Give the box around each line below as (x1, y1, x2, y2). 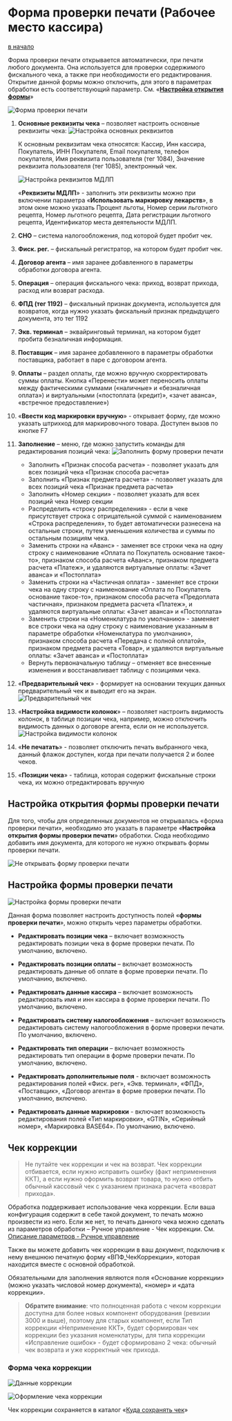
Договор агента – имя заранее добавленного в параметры (17, 258, 193, 267)
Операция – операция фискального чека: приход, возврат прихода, (17, 278, 219, 287)
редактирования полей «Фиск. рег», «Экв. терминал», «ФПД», (17, 1079, 204, 1087)
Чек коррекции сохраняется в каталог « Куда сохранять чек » (8, 1405, 188, 1413)
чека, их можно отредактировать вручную (17, 778, 145, 786)
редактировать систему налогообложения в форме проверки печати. (17, 1023, 225, 1032)
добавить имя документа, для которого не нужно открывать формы (8, 838, 209, 847)
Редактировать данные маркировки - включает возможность (17, 1107, 206, 1116)
